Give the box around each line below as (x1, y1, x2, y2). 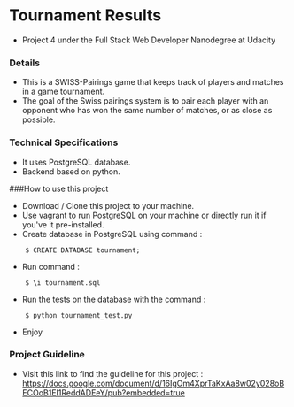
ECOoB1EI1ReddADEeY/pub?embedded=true (21, 387, 186, 398)
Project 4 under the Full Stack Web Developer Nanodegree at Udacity (21, 35, 276, 45)
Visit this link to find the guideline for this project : (21, 368, 204, 379)
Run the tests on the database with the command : (21, 294, 206, 304)
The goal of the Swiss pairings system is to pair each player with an (21, 96, 269, 106)
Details (9, 57, 41, 69)
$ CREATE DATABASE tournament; (25, 245, 141, 255)
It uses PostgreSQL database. (21, 157, 131, 167)
